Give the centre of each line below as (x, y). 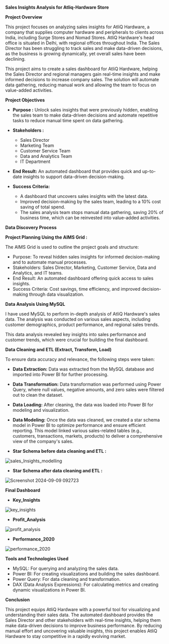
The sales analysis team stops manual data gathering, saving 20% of (92, 212)
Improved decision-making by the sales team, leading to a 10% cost (91, 202)
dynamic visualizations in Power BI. (49, 590)
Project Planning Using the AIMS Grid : (46, 237)
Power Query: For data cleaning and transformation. (67, 579)
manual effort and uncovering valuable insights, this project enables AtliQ (81, 631)
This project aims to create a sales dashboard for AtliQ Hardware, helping (81, 69)
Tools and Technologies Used (37, 559)
